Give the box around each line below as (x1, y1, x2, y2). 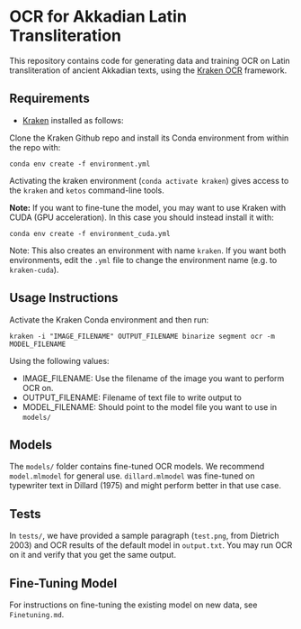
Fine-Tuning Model (9, 575, 118, 591)
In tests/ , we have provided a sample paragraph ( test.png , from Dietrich (9, 530, 280, 542)
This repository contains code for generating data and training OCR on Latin (9, 55, 290, 66)
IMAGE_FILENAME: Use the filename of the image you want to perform (22, 372, 285, 384)
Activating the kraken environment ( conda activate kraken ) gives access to (9, 175, 289, 186)
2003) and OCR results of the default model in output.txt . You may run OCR (9, 540, 293, 551)
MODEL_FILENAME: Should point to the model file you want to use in (22, 401, 278, 412)
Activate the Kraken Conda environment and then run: (9, 314, 209, 325)
